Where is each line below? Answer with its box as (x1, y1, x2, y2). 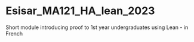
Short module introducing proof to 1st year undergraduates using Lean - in (5, 24, 189, 31)
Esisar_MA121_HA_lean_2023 (5, 4, 155, 18)
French (5, 30, 23, 37)
